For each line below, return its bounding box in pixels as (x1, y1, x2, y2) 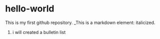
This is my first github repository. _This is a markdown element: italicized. (5, 19, 156, 25)
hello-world (5, 3, 55, 14)
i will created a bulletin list (12, 29, 66, 35)
